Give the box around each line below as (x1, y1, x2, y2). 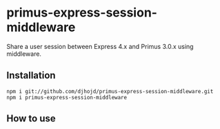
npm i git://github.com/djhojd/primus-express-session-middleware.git (6, 88, 214, 95)
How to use (6, 112, 56, 125)
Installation (6, 70, 56, 81)
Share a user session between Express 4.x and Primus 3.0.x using (6, 42, 194, 50)
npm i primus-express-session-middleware (6, 94, 128, 101)
